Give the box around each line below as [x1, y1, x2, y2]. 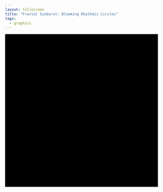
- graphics [9, 20, 32, 26]
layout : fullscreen [5, 7, 45, 12]
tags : [5, 16, 16, 21]
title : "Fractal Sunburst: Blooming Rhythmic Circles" [5, 12, 118, 16]
